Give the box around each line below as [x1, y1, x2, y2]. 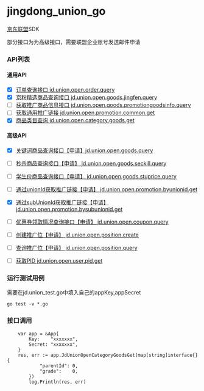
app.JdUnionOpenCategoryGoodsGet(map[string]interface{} [50, 352, 199, 358]
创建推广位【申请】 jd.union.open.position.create [15, 231, 139, 238]
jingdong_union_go [7, 4, 106, 18]
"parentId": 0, [39, 362, 79, 369]
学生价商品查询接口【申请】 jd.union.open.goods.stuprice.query [15, 172, 177, 180]
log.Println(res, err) [29, 379, 86, 385]
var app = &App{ [18, 331, 60, 337]
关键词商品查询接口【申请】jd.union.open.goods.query [15, 147, 153, 154]
